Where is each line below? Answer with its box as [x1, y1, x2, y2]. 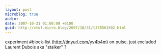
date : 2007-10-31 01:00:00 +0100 [5, 21, 74, 26]
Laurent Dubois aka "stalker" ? [5, 44, 67, 50]
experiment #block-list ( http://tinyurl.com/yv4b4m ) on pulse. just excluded [5, 39, 156, 45]
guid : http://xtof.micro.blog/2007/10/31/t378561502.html [5, 26, 126, 30]
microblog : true [5, 12, 38, 17]
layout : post [5, 7, 32, 12]
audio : [5, 16, 19, 21]
